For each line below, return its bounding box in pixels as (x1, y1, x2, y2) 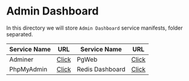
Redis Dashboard (76, 65, 126, 73)
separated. (6, 30, 33, 37)
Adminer (9, 55, 34, 63)
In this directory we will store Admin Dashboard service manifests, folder (6, 24, 183, 31)
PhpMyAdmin (9, 65, 48, 73)
